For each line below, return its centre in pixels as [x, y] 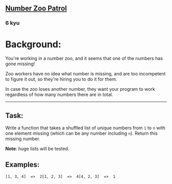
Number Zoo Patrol [36, 8]
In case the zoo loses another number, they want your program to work [80, 89]
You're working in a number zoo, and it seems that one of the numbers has [84, 58]
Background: [33, 44]
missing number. [23, 139]
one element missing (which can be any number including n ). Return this [81, 133]
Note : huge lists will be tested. [37, 149]
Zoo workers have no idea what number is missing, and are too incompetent [85, 74]
